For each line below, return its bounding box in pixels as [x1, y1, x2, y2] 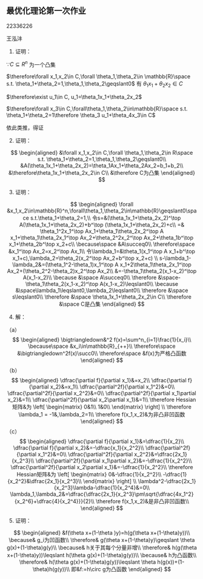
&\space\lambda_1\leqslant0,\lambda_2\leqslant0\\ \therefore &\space [15, 287, 188, 294]
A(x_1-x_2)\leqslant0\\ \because [99, 280, 179, 288]
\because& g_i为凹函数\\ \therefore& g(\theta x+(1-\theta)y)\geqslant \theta [8, 537, 195, 544]
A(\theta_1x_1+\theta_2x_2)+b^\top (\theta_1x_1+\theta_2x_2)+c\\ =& [19, 221, 185, 229]
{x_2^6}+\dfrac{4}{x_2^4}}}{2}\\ [14, 498, 95, 505]
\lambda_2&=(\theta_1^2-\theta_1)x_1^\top [12, 261, 114, 268]
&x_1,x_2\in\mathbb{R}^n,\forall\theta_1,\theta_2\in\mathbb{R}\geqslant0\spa [7, 207, 197, 214]
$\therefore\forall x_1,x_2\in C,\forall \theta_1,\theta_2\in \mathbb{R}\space [6, 73, 191, 80]
